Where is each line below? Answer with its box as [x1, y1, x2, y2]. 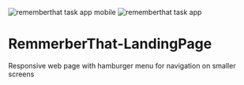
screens [8, 69, 35, 79]
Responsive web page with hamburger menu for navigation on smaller [8, 61, 236, 70]
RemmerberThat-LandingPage [8, 35, 212, 53]
